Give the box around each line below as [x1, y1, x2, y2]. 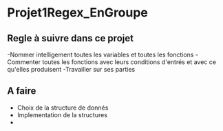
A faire [7, 85, 36, 97]
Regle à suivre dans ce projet [7, 32, 134, 44]
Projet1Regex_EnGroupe [7, 5, 148, 21]
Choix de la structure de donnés [17, 103, 109, 112]
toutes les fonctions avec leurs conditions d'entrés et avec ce [42, 58, 217, 66]
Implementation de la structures [17, 110, 108, 119]
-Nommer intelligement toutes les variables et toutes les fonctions [7, 50, 194, 59]
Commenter [7, 58, 41, 66]
